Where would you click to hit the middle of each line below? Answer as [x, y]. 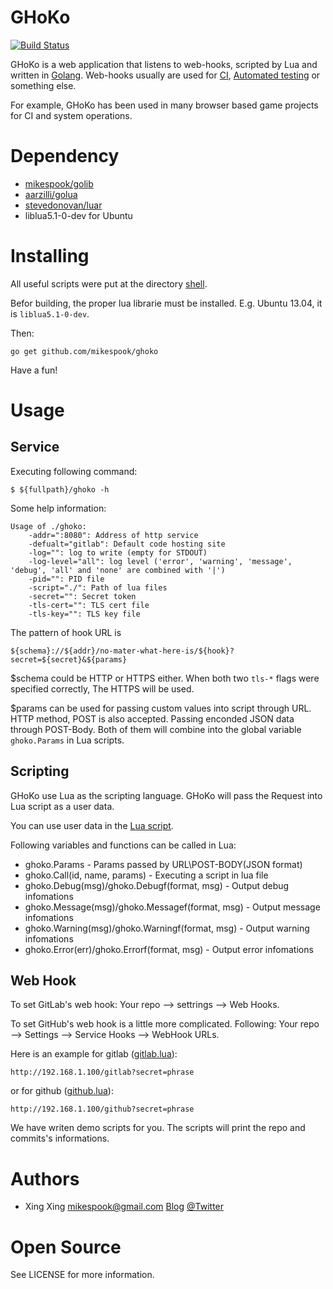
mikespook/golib [59, 183]
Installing [50, 256]
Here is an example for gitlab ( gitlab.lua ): [94, 1054]
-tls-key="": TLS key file [84, 614]
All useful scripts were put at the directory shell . [109, 283]
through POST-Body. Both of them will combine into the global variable [156, 729]
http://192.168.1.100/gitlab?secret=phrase [102, 1072]
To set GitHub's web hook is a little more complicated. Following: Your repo [165, 1024]
